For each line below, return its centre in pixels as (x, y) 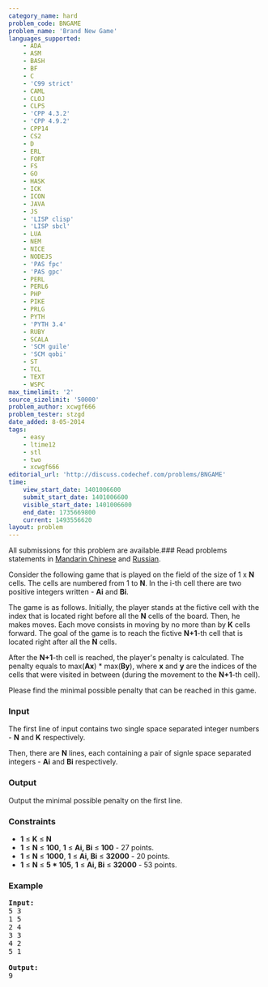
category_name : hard (43, 16)
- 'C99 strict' (49, 83)
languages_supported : (45, 38)
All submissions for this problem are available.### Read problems (118, 550)
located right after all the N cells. (63, 642)
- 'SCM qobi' (45, 354)
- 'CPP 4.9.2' (47, 121)
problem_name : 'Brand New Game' (63, 31)
